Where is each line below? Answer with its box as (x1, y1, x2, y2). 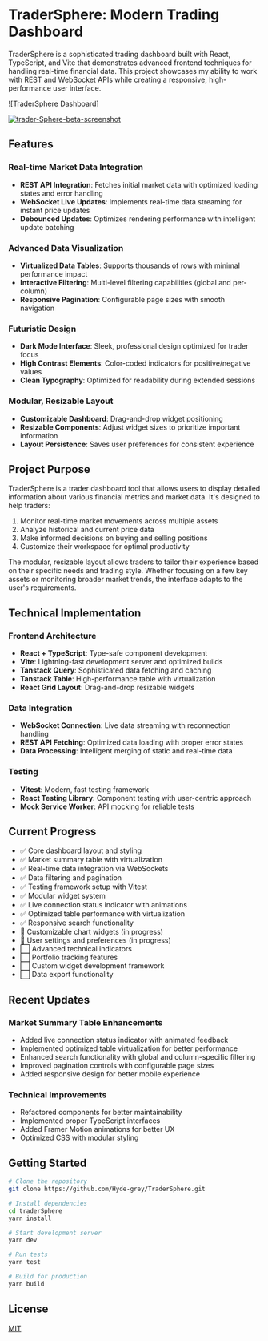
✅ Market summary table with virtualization (19, 855, 162, 865)
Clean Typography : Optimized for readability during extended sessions (19, 375, 256, 386)
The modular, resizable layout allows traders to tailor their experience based (8, 557, 259, 567)
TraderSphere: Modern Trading (8, 6, 220, 24)
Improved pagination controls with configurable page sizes (19, 1060, 214, 1071)
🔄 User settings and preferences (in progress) (19, 935, 172, 945)
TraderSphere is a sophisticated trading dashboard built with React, (8, 49, 231, 59)
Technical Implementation (8, 606, 142, 620)
